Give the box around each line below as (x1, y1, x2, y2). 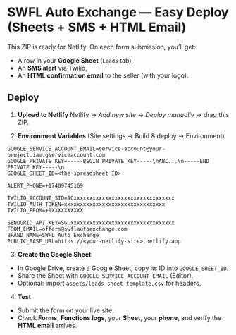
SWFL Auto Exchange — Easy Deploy (7, 4, 229, 20)
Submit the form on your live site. (17, 306, 114, 315)
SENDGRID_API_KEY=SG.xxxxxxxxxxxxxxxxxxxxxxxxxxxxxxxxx (7, 219, 175, 226)
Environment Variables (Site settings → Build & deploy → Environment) (17, 131, 225, 140)
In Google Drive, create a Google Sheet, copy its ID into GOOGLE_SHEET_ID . (17, 264, 229, 272)
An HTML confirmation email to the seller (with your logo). (17, 71, 189, 80)
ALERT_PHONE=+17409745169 (7, 182, 83, 189)
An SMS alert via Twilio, (17, 63, 87, 72)
